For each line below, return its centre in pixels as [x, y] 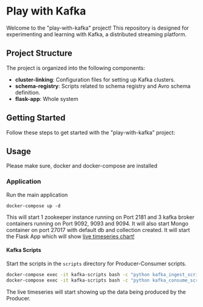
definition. [27, 92]
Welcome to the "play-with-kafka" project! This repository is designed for [98, 28]
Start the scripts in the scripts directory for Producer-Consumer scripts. [96, 263]
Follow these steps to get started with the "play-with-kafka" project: [91, 132]
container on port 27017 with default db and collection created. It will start [98, 230]
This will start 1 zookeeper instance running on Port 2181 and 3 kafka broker [100, 217]
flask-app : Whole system [47, 99]
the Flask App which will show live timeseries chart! [70, 236]
